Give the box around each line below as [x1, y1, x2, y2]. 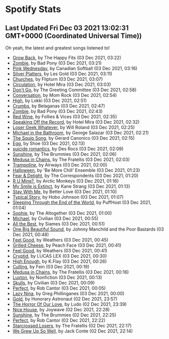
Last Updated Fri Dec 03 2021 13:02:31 [5, 24, 129, 32]
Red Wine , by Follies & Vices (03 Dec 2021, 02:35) [12, 114, 117, 120]
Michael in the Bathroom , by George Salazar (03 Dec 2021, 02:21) [12, 130, 149, 136]
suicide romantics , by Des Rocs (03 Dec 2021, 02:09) [12, 146, 124, 152]
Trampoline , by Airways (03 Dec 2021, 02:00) [12, 162, 107, 167]
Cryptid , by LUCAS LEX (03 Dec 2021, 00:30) [12, 253, 107, 259]
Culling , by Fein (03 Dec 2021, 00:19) [12, 264, 90, 269]
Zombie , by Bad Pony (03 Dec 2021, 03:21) [12, 60, 102, 66]
